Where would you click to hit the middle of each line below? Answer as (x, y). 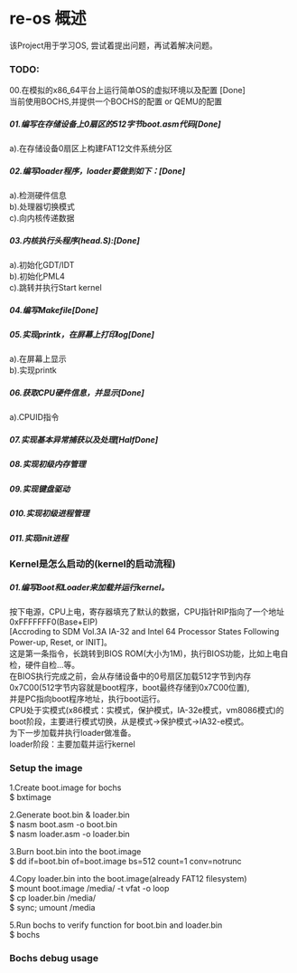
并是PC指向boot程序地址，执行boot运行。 (87, 699)
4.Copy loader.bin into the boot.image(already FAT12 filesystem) (128, 879)
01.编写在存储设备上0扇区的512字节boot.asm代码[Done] (115, 124)
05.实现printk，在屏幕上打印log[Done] (82, 335)
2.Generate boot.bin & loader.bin (70, 815)
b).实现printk (33, 370)
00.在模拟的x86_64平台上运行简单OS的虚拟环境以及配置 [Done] (127, 91)
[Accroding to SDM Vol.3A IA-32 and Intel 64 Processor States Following (144, 631)
